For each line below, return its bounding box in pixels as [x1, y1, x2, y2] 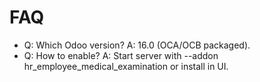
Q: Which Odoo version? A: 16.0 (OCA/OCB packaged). [23, 39, 251, 51]
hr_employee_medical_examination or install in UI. [23, 60, 229, 72]
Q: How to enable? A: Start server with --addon [23, 49, 219, 61]
